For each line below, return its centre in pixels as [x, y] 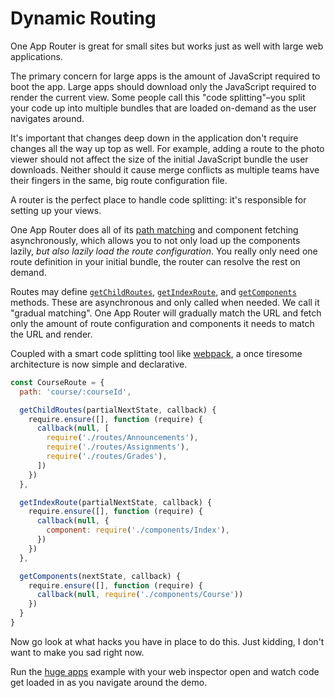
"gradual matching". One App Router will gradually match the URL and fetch [166, 313]
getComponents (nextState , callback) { [100, 576]
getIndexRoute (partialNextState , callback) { [116, 502]
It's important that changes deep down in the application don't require [154, 138]
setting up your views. [56, 210]
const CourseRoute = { [57, 382]
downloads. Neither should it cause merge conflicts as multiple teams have [165, 169]
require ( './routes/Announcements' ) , [122, 438]
